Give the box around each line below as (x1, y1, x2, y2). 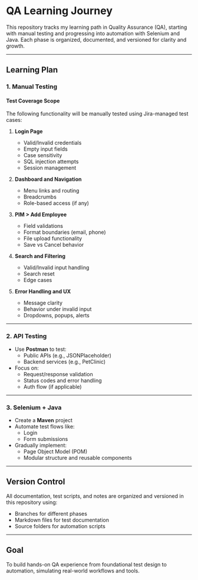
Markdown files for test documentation (14, 516, 109, 523)
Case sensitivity (23, 152, 62, 159)
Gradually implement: (14, 442, 67, 449)
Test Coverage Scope (6, 97, 60, 104)
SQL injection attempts (23, 158, 79, 165)
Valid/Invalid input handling (23, 264, 90, 271)
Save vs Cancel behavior (23, 241, 84, 248)
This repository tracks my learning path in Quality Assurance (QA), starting (6, 24, 187, 31)
